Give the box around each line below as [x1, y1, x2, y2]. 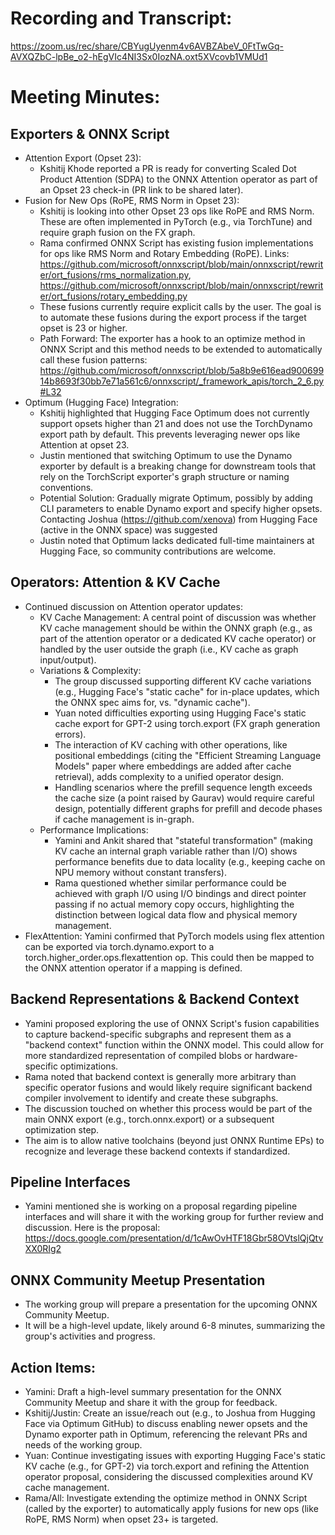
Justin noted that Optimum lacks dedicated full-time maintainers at [39, 534, 315, 546]
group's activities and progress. [24, 1330, 156, 1342]
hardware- [254, 1049, 299, 1061]
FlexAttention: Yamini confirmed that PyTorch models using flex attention [24, 930, 325, 942]
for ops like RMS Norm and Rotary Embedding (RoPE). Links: [39, 247, 290, 259]
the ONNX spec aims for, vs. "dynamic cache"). [54, 696, 251, 708]
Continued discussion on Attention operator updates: [24, 600, 243, 612]
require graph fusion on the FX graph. [39, 226, 196, 238]
